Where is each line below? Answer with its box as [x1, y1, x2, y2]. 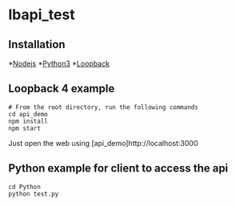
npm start [8, 124, 42, 132]
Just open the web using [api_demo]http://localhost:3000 [8, 138, 198, 147]
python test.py [8, 190, 59, 198]
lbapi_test [8, 6, 75, 24]
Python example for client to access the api [8, 162, 229, 176]
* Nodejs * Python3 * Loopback [8, 59, 110, 68]
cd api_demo [8, 110, 48, 118]
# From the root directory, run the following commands [8, 103, 198, 111]
